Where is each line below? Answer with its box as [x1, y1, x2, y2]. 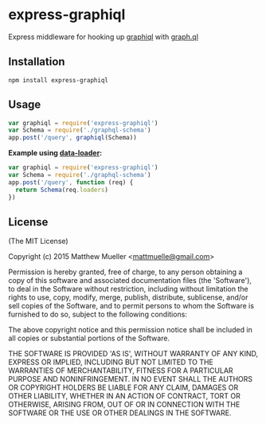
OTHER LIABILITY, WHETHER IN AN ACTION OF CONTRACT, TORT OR [8, 391, 241, 401]
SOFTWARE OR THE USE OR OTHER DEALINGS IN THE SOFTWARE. [8, 408, 232, 418]
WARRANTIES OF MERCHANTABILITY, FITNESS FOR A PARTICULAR [8, 366, 233, 375]
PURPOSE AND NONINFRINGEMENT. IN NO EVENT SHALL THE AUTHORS [8, 375, 253, 384]
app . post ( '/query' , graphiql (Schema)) [8, 134, 137, 142]
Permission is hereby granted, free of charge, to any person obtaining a [8, 267, 243, 277]
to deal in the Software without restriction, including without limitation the [8, 285, 248, 294]
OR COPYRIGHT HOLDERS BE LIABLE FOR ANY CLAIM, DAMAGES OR [8, 383, 239, 392]
